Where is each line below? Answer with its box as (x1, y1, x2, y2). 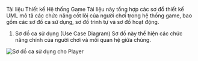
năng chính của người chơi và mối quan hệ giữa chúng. (14, 36, 152, 43)
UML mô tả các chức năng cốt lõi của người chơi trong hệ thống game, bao (6, 12, 193, 19)
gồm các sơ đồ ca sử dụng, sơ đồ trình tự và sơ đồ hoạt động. (6, 19, 159, 25)
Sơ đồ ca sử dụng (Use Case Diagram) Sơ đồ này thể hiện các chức (14, 30, 183, 37)
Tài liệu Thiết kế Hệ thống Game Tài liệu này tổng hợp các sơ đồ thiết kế (6, 6, 185, 13)
